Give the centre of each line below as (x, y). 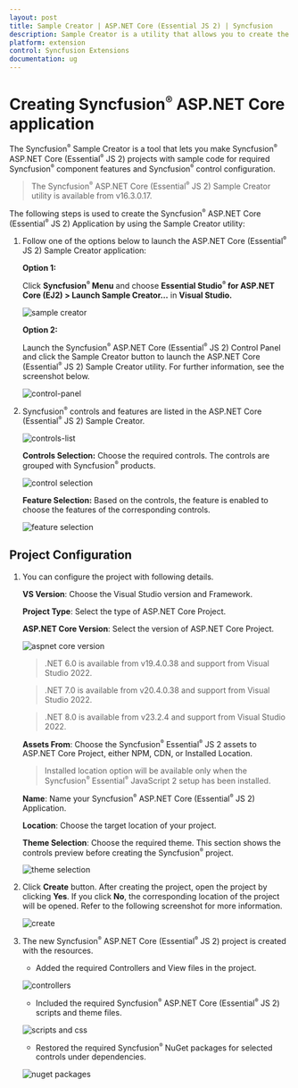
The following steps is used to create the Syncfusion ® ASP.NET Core (135, 213)
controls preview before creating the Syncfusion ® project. (128, 852)
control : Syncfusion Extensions (69, 51)
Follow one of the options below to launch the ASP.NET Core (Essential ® (154, 240)
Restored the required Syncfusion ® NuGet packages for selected (154, 1047)
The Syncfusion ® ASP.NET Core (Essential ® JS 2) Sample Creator (151, 186)
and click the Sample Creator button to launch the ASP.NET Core (141, 357)
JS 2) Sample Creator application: (84, 250)
